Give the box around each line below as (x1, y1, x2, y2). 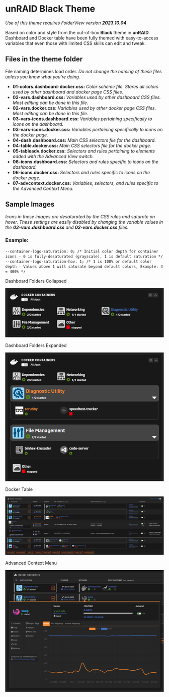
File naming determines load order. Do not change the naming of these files (5, 68, 162, 74)
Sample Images (5, 200, 55, 209)
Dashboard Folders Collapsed (5, 278, 67, 284)
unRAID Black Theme (5, 3, 96, 15)
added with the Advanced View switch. (12, 153, 94, 159)
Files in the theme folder (5, 55, 83, 64)
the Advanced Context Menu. (12, 185, 74, 191)
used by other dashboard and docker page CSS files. (12, 89, 124, 95)
